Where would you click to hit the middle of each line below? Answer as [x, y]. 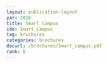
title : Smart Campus [33, 23]
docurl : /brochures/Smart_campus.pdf [54, 46]
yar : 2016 [19, 18]
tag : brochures [26, 35]
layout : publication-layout [42, 12]
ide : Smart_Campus [30, 29]
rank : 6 [16, 52]
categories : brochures [35, 40]
